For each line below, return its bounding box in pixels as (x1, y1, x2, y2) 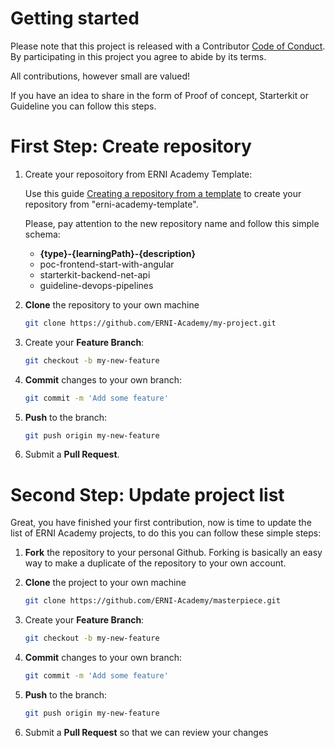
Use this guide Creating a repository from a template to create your (24, 187, 302, 199)
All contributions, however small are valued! (10, 70, 191, 82)
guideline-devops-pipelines (39, 279, 154, 291)
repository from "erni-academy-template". (24, 198, 199, 210)
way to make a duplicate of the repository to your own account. (24, 557, 287, 569)
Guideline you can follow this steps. (10, 100, 157, 112)
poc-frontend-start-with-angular (39, 258, 175, 270)
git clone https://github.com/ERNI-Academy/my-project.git (24, 318, 277, 328)
